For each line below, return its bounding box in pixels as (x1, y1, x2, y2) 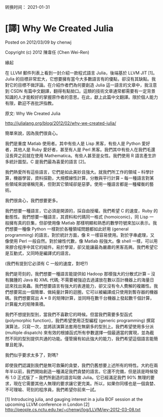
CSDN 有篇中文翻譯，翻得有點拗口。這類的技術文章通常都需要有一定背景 (10, 88, 156, 94)
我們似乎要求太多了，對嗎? (5, 352, 59, 358)
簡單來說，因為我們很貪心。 (5, 130, 61, 136)
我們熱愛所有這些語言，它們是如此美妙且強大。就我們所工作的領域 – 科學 (5, 169, 150, 175)
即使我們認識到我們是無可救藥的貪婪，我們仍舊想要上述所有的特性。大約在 (5, 362, 154, 368)
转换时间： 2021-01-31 (5, 4, 50, 10)
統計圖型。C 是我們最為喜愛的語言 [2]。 (9, 159, 89, 164)
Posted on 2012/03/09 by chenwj (5, 39, 72, 45)
